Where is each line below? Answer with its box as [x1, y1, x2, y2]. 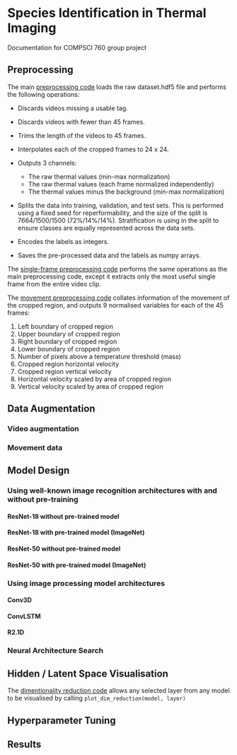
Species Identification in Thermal [7, 5, 207, 21]
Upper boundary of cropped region [17, 329, 120, 338]
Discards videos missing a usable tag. [17, 104, 129, 112]
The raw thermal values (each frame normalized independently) [28, 180, 214, 188]
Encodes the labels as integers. [17, 237, 110, 245]
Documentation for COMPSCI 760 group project [7, 43, 147, 52]
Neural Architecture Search [7, 645, 104, 655]
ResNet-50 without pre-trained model [7, 544, 121, 553]
